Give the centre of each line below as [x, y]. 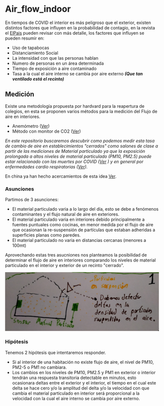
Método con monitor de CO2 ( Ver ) [47, 131]
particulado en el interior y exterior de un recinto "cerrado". [65, 265]
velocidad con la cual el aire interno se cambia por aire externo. [76, 398]
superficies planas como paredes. [46, 235]
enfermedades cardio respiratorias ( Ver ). [46, 167]
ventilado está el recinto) [38, 79]
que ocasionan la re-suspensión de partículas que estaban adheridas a [83, 230]
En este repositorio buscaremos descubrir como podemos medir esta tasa [80, 141]
